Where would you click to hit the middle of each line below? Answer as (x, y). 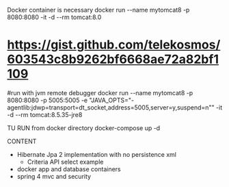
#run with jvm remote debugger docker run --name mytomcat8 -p (100, 92)
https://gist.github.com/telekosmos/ (114, 45)
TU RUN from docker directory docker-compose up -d (84, 128)
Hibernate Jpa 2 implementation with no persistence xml (96, 154)
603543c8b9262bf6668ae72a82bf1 (113, 59)
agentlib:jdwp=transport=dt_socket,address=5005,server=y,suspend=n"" (111, 107)
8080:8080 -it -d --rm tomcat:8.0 (54, 17)
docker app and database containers (69, 169)
